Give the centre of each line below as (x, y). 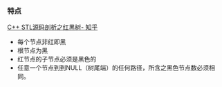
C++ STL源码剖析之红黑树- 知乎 (53, 27)
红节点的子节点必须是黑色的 (57, 59)
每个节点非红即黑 (41, 42)
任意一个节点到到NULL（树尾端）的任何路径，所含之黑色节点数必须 (113, 68)
